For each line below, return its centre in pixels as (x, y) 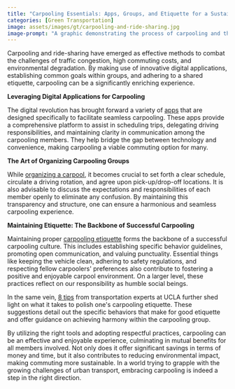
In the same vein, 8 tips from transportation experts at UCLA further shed (113, 297)
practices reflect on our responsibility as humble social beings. (98, 284)
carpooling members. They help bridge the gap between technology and (112, 140)
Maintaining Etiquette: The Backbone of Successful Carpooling (101, 226)
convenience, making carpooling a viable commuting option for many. (108, 147)
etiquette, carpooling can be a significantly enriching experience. (101, 83)
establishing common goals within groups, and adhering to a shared (105, 76)
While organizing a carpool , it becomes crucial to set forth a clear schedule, (116, 175)
